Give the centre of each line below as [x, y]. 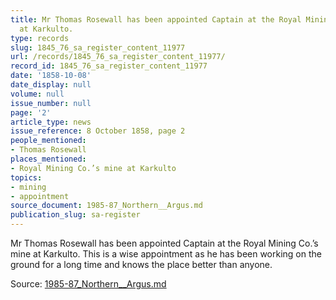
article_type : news [51, 122]
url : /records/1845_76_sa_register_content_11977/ [118, 57]
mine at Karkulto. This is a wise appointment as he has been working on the [166, 254]
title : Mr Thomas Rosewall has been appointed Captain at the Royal [156, 19]
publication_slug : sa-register [75, 215]
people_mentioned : [48, 141]
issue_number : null [51, 103]
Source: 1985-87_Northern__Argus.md [88, 284]
